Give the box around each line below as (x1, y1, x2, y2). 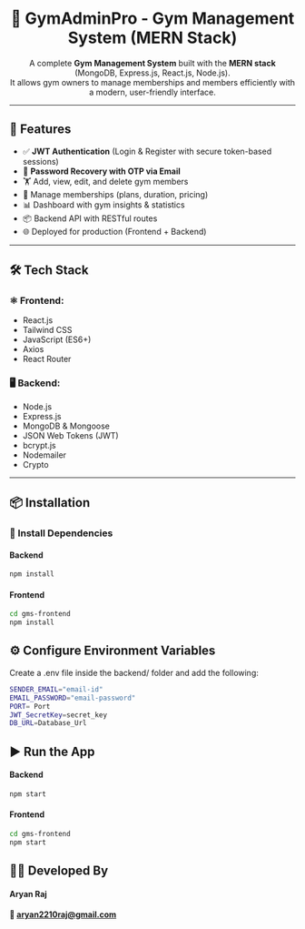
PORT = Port (9, 702, 51, 711)
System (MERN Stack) (67, 27, 238, 48)
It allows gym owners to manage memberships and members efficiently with (9, 76, 296, 87)
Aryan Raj (9, 888, 47, 899)
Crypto (22, 459, 49, 470)
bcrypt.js (22, 439, 56, 450)
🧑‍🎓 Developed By (9, 863, 109, 879)
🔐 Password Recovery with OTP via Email (22, 166, 182, 177)
